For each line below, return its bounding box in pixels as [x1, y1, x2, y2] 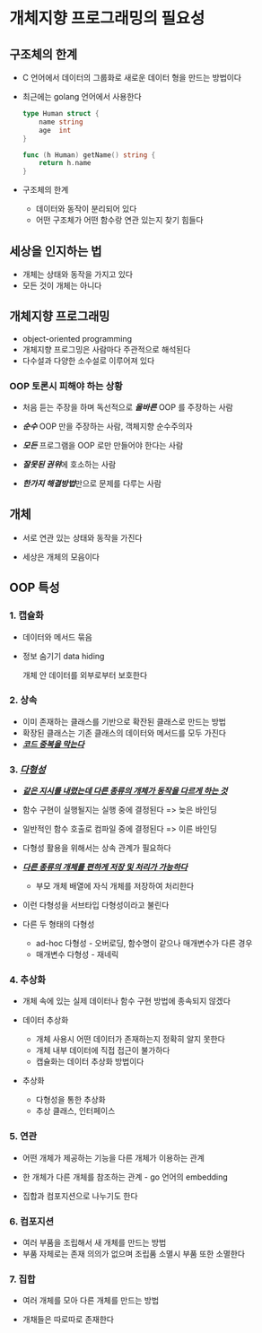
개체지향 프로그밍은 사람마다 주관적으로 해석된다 [22, 344, 191, 354]
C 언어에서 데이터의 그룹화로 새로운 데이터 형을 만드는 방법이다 [22, 73, 242, 83]
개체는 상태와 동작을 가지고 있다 [22, 268, 133, 279]
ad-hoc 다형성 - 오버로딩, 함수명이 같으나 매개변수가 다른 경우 [35, 938, 253, 949]
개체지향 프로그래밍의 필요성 [9, 8, 205, 29]
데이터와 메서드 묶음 [22, 632, 92, 642]
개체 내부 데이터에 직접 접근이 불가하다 [35, 1045, 170, 1056]
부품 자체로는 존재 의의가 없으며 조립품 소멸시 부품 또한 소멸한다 [22, 1249, 245, 1259]
